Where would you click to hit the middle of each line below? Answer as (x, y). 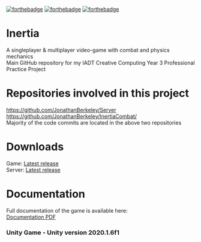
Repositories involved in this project (98, 93)
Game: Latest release (32, 163)
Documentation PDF (31, 217)
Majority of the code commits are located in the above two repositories (94, 122)
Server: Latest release (34, 170)
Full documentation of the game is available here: (67, 210)
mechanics (20, 56)
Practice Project (26, 69)
